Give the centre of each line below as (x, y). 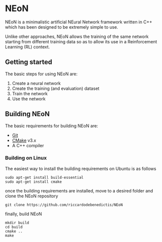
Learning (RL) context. (27, 47)
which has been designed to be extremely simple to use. (62, 27)
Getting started (29, 62)
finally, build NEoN (24, 214)
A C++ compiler (28, 145)
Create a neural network (36, 83)
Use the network (29, 99)
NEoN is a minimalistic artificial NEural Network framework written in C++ (79, 22)
